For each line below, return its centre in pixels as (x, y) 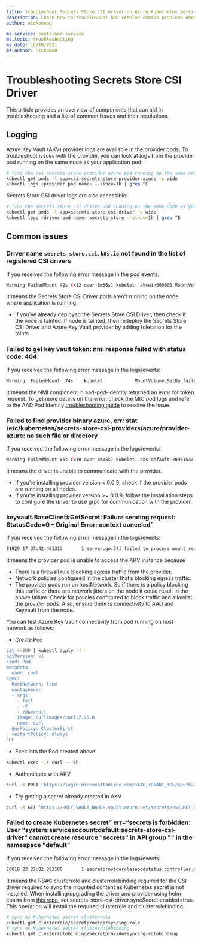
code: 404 (22, 356)
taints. (22, 334)
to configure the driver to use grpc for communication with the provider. (103, 501)
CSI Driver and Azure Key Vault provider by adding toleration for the (98, 327)
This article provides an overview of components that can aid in (85, 109)
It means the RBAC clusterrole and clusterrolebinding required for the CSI (97, 881)
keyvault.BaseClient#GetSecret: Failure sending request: (91, 517)
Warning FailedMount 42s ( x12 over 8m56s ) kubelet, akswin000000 (89, 285)
